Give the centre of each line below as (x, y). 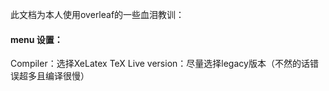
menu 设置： (36, 39)
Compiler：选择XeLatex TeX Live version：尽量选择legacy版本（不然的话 (160, 64)
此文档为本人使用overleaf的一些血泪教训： (97, 14)
